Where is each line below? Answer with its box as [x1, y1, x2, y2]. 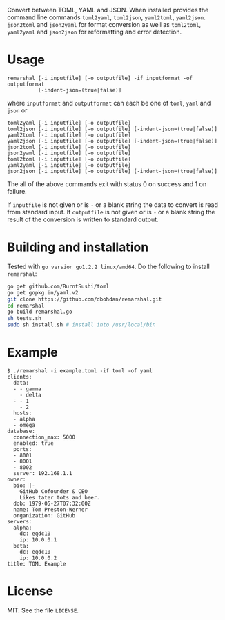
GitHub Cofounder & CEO [19, 488, 88, 495]
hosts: [13, 410, 32, 417]
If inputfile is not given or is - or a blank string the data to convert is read [7, 200, 219, 209]
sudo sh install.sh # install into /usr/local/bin [7, 321, 156, 328]
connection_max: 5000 [13, 434, 76, 441]
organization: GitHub [13, 512, 76, 519]
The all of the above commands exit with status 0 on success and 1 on [7, 179, 207, 188]
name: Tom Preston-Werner [13, 506, 88, 513]
